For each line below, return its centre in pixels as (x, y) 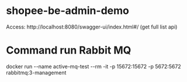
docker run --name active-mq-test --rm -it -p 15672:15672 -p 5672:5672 (93, 66)
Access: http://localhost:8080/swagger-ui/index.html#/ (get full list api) (92, 27)
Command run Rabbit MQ (69, 50)
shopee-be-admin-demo (68, 11)
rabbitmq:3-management (36, 72)
